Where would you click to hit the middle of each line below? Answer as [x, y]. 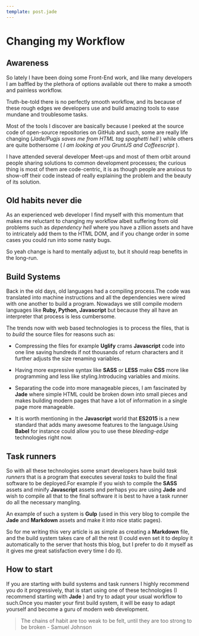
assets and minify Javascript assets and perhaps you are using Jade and [96, 490]
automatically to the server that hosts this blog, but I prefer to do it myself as [99, 545]
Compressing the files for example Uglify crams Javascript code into [100, 346]
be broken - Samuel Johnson [56, 627]
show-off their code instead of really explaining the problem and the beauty [99, 175]
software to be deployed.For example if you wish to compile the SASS [91, 483]
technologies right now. [43, 438]
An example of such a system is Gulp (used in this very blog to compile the [98, 514]
